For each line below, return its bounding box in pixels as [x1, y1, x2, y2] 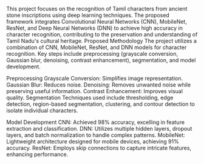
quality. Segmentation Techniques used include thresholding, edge [6, 94, 174, 101]
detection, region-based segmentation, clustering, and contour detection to [6, 100, 195, 108]
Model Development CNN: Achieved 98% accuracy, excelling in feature [6, 119, 185, 126]
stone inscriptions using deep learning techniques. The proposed [6, 11, 170, 19]
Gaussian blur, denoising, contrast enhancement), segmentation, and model [6, 57, 196, 64]
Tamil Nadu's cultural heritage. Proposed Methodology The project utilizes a [6, 38, 197, 44]
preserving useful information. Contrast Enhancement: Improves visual [6, 88, 183, 94]
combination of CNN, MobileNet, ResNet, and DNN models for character [6, 44, 187, 51]
